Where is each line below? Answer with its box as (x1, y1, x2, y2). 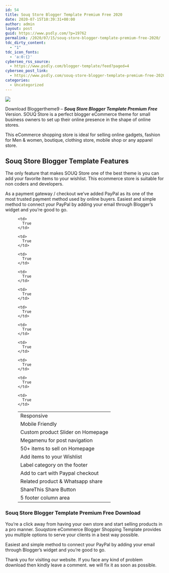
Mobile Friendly (20, 421, 57, 428)
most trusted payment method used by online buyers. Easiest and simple (5, 196, 156, 202)
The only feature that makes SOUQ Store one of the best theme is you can (5, 170, 159, 177)
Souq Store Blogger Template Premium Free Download (5, 509, 141, 517)
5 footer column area (20, 494, 70, 501)
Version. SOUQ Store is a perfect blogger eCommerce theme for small (5, 111, 151, 117)
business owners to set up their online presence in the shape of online (5, 117, 151, 123)
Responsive (20, 412, 48, 419)
